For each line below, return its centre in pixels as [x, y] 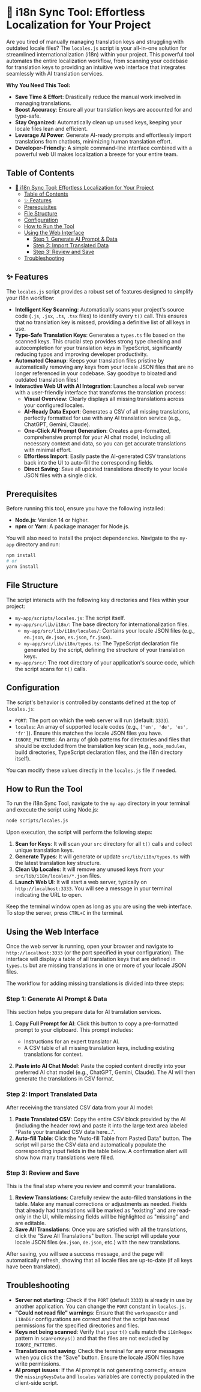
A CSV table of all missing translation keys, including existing [99, 1048]
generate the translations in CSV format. [64, 1079]
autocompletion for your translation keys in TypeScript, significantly [98, 348]
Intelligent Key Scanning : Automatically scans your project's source [100, 309]
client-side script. [37, 1382]
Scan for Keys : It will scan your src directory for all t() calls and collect [103, 844]
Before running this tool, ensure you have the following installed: [85, 508]
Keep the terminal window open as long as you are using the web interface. [100, 906]
